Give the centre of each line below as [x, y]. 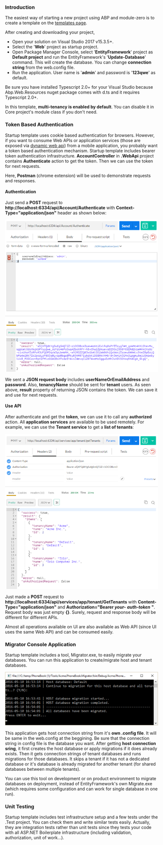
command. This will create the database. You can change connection [82, 63]
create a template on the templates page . [46, 23]
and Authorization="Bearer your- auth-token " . [106, 607]
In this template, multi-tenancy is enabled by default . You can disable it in [80, 107]
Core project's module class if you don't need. [51, 112]
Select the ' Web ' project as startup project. [55, 47]
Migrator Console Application [41, 644]
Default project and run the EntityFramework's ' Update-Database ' [79, 57]
